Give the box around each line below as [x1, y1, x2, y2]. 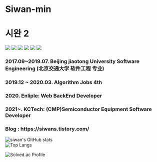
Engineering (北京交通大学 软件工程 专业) [5, 65, 104, 72]
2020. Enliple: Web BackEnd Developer [5, 92, 102, 99]
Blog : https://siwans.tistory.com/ [5, 125, 89, 132]
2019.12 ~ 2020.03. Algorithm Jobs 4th [5, 78, 102, 85]
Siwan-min [5, 3, 51, 15]
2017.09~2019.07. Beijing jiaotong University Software [5, 58, 140, 65]
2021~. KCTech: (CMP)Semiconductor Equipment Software [5, 105, 152, 112]
